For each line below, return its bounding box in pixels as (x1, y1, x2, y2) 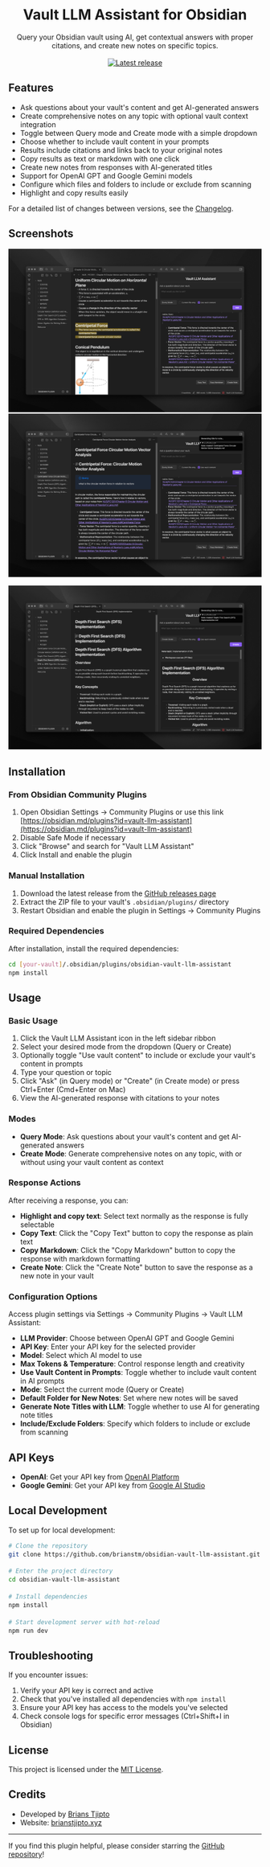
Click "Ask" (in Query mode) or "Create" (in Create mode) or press (19, 1076, 239, 1086)
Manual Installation (8, 870, 85, 881)
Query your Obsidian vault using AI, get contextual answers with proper (16, 32, 254, 42)
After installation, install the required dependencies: (8, 943, 179, 954)
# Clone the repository (8, 1541, 88, 1549)
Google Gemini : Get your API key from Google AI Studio (19, 1480, 206, 1490)
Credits (8, 1787, 47, 1802)
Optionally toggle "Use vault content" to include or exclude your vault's (19, 1051, 256, 1061)
